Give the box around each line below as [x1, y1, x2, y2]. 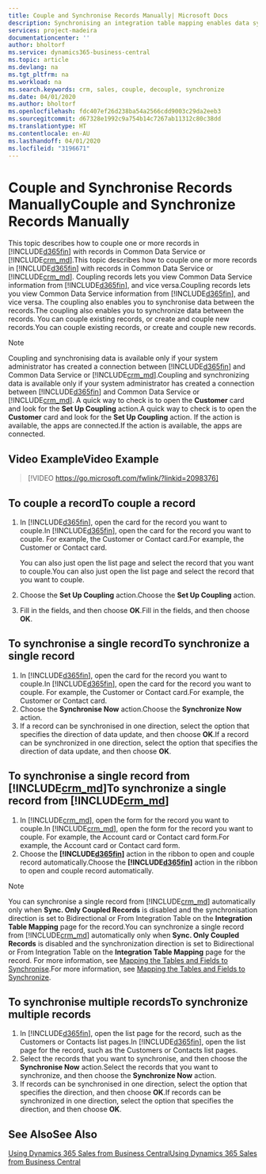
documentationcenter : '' [8, 33, 90, 42]
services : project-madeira [8, 26, 97, 34]
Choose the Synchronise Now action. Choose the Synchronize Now [19, 704, 242, 714]
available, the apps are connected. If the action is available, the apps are [8, 421, 243, 431]
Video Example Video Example [8, 452, 160, 466]
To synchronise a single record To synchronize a [8, 637, 250, 650]
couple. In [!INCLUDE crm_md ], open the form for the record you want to [19, 823, 253, 833]
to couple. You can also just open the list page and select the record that [19, 566, 255, 576]
